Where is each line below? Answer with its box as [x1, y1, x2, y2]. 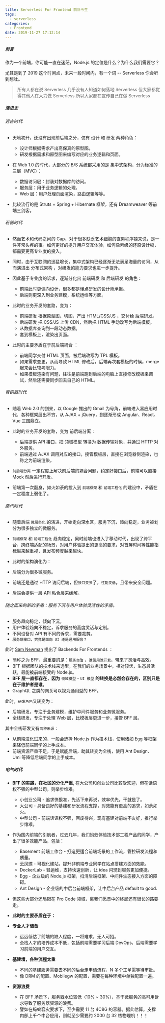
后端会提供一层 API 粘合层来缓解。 [12, 590, 82, 596]
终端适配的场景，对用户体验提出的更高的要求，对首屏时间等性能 [25, 542, 155, 548]
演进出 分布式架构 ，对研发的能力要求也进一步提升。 [16, 265, 123, 270]
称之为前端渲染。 [19, 457, 55, 463]
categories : [5, 21, 29, 26]
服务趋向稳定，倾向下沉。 [12, 618, 64, 624]
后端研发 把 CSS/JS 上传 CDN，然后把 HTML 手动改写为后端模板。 [19, 319, 155, 325]
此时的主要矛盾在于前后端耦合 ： [12, 341, 79, 348]
